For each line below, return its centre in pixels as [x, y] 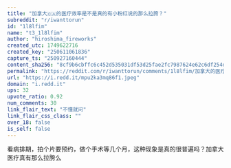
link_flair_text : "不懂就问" [47, 109]
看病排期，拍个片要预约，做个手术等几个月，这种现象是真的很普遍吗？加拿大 [115, 149]
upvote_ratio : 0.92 [35, 97]
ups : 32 [18, 90]
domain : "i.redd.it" [37, 84]
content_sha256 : [30, 65]
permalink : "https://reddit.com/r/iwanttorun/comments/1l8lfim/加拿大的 [111, 71]
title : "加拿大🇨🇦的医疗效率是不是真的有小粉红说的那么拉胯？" [87, 13]
